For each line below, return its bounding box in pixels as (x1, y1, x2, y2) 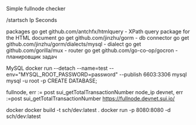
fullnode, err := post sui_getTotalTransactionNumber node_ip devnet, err (6, 89, 184, 95)
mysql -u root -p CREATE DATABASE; (6, 77, 97, 84)
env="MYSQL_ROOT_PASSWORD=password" (6, 71, 118, 78)
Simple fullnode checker (6, 5, 66, 12)
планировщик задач (6, 53, 58, 60)
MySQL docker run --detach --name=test (6, 65, 108, 72)
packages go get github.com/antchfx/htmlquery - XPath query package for (6, 28, 190, 35)
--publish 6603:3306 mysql (119, 71, 187, 78)
